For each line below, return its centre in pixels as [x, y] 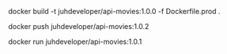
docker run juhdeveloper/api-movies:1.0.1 [75, 41]
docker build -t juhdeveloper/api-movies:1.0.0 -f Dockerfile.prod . [114, 11]
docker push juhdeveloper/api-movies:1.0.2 [79, 26]
